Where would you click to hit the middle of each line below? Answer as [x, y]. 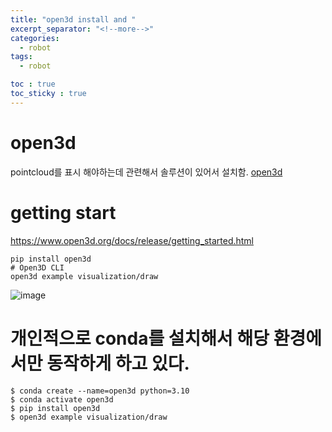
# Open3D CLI [37, 267]
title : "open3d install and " [73, 19]
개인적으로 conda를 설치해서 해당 [140, 338]
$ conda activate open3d [62, 399]
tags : [21, 57]
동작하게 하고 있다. [118, 363]
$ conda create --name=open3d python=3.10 [100, 391]
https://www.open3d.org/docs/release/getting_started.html [132, 240]
